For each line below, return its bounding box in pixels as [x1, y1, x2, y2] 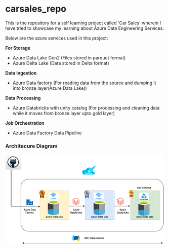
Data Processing [5, 95, 41, 101]
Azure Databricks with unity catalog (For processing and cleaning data [12, 104, 160, 111]
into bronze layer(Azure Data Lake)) [12, 85, 87, 91]
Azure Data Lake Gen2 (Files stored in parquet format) [12, 54, 126, 61]
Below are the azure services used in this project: [5, 35, 108, 41]
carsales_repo [5, 3, 67, 15]
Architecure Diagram [5, 143, 58, 150]
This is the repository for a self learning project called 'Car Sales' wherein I [5, 20, 161, 26]
